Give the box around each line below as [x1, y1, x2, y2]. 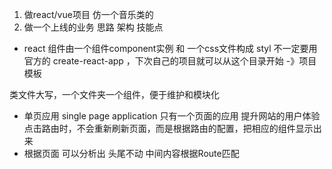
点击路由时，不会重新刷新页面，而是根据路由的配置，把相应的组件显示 [23, 123, 314, 134]
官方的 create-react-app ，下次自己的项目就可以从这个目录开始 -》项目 [23, 55, 317, 67]
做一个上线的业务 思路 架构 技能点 [23, 21, 164, 33]
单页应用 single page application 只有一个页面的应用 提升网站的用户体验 [23, 110, 321, 122]
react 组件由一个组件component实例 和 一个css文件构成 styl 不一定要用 [23, 43, 318, 54]
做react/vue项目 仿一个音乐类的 [23, 9, 154, 20]
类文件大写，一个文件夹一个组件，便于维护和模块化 [9, 89, 220, 100]
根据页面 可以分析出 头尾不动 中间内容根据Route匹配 [23, 148, 240, 159]
